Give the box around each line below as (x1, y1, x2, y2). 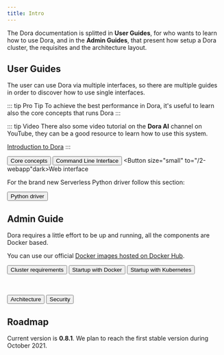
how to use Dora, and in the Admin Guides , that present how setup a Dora (7, 36, 217, 44)
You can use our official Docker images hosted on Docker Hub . (7, 252, 185, 260)
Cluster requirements (10, 266, 64, 274)
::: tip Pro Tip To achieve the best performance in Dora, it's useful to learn (7, 102, 214, 110)
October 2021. (7, 341, 48, 350)
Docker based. (7, 239, 49, 247)
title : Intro (7, 10, 45, 17)
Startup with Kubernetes (129, 266, 192, 274)
